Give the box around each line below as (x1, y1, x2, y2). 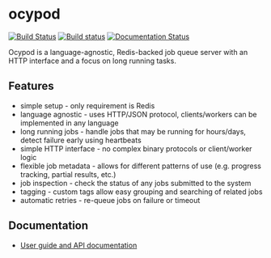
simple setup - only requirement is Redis (19, 100, 155, 110)
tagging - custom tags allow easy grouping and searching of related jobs (19, 187, 263, 197)
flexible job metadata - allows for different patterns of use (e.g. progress (19, 161, 261, 171)
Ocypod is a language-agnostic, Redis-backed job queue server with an (8, 47, 248, 57)
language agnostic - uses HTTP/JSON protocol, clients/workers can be (19, 109, 257, 119)
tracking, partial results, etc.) (19, 169, 116, 179)
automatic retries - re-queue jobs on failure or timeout (19, 195, 201, 205)
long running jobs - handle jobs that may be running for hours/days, (19, 126, 247, 136)
